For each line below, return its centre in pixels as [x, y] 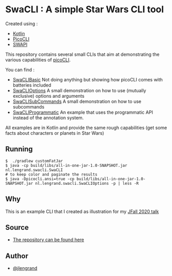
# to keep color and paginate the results [51, 174]
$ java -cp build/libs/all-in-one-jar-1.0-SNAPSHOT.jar [66, 165]
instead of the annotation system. [48, 118]
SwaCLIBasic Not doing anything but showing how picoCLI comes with [88, 79]
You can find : [20, 70]
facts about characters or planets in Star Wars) [55, 133]
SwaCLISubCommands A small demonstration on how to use [77, 101]
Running [19, 149]
